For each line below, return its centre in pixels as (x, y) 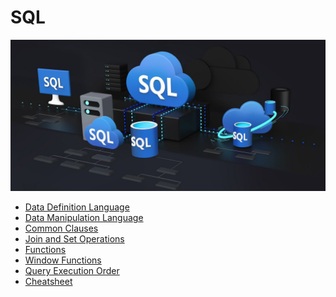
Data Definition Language (77, 207)
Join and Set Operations (74, 239)
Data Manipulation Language (84, 218)
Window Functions (63, 260)
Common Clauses (61, 228)
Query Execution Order (72, 271)
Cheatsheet (48, 282)
